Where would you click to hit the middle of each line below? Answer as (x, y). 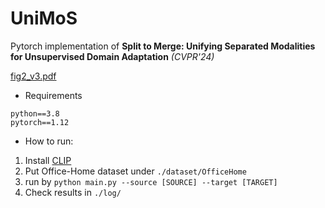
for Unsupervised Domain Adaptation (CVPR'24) (112, 56)
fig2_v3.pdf (33, 76)
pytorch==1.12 (40, 122)
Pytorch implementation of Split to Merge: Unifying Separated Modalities (163, 46)
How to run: (49, 141)
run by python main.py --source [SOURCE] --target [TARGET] (151, 181)
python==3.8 (35, 113)
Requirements (53, 95)
